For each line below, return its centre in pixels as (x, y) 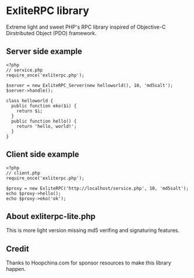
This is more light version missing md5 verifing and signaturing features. (93, 230)
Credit (17, 249)
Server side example (44, 52)
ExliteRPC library (47, 11)
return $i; (30, 111)
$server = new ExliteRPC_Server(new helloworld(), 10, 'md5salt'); (90, 85)
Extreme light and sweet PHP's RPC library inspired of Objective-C (86, 27)
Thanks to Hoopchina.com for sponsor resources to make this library (89, 263)
